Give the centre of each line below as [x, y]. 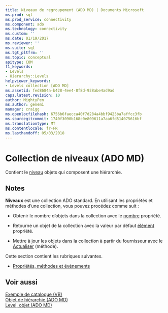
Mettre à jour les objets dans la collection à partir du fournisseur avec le [88, 241]
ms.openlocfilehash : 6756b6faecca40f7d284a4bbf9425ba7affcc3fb [74, 114]
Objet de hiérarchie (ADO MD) [37, 300]
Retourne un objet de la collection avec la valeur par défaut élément [83, 226]
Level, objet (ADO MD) [29, 305]
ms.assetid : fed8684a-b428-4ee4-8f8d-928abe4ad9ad [60, 90]
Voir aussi [21, 282]
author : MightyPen [25, 100]
